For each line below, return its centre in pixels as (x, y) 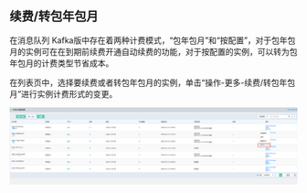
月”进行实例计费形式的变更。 (64, 93)
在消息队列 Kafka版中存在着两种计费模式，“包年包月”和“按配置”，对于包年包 (153, 40)
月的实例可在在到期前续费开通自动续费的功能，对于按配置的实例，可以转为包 (153, 51)
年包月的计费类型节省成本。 (62, 63)
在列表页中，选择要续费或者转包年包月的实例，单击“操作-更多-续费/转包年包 (153, 82)
